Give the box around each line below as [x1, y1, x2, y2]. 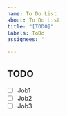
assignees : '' [7, 36, 48, 43]
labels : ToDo [7, 29, 45, 37]
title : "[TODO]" [7, 23, 54, 30]
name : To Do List [7, 10, 57, 17]
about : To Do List [7, 17, 60, 24]
